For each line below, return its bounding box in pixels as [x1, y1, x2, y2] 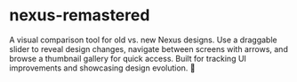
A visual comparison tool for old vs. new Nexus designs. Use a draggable [9, 34, 277, 45]
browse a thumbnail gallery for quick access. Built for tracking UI [9, 53, 247, 63]
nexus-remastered [9, 5, 150, 26]
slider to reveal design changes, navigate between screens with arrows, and [9, 43, 289, 54]
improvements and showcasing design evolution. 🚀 [9, 63, 196, 73]
